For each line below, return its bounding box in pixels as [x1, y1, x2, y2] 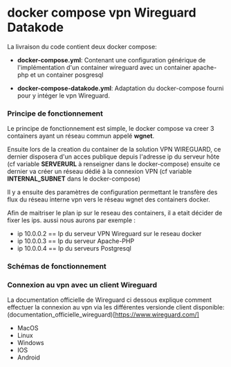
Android [17, 353, 40, 361]
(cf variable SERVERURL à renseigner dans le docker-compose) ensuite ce [7, 160, 221, 168]
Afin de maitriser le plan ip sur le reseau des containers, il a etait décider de [7, 209, 223, 217]
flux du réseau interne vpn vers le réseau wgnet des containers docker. [7, 195, 211, 204]
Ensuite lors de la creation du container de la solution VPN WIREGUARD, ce [7, 145, 221, 154]
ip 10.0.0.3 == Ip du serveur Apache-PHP [17, 237, 135, 245]
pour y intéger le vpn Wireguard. [17, 91, 111, 100]
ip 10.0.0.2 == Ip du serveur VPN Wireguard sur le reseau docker [17, 230, 202, 238]
